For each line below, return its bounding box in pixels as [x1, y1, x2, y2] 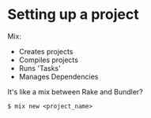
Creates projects [18, 46, 74, 56]
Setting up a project [7, 6, 139, 24]
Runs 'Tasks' [18, 63, 61, 72]
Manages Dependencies [18, 72, 99, 81]
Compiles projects [18, 55, 78, 65]
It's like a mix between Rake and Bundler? [7, 87, 143, 96]
